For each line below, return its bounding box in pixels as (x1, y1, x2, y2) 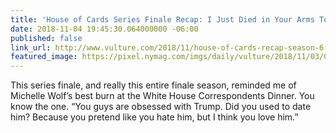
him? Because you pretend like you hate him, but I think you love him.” (10, 111, 299, 123)
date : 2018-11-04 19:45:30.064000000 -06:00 (10, 24, 199, 34)
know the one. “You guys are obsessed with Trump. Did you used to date (10, 101, 312, 113)
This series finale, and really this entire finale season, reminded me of (10, 79, 297, 91)
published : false (10, 33, 83, 43)
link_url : (10, 42, 52, 53)
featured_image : (10, 52, 78, 62)
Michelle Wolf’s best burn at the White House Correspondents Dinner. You (10, 90, 315, 102)
